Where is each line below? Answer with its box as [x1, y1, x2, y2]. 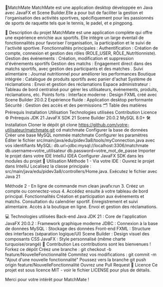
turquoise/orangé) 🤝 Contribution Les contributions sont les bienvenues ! [5, 241, 151, 247]
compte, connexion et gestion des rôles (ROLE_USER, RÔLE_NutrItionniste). [5, 50, 157, 56]
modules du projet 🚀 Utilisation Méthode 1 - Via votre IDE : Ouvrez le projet [5, 158, 154, 164]
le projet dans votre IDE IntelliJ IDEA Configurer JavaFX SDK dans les [5, 153, 144, 158]
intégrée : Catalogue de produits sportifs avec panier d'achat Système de [5, 76, 152, 82]
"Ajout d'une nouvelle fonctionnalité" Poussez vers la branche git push [5, 257, 146, 263]
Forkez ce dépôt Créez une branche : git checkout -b [5, 247, 112, 252]
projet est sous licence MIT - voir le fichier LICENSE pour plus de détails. [5, 267, 151, 273]
